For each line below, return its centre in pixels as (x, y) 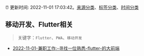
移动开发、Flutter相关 (39, 25)
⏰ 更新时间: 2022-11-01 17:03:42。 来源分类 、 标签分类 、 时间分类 (72, 7)
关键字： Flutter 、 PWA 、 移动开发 (50, 37)
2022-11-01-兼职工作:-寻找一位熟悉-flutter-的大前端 (66, 48)
